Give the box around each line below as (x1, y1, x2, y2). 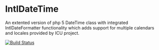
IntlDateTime (5, 3, 59, 15)
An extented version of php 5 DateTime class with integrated (5, 20, 128, 25)
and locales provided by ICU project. (5, 30, 80, 36)
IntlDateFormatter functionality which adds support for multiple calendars (5, 25, 155, 30)
